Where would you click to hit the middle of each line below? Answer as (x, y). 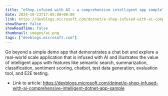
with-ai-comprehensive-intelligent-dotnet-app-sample (68, 88)
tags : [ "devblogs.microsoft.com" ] (41, 38)
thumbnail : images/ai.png (32, 33)
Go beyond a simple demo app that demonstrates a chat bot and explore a (82, 52)
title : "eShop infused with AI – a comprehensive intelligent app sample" (85, 10)
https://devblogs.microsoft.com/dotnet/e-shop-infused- (100, 82)
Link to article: (27, 82)
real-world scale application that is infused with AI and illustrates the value (82, 57)
